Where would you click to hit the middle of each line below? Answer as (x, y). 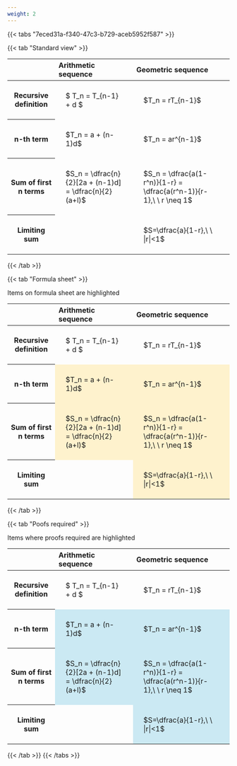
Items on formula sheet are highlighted (63, 292)
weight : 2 (22, 14)
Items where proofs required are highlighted (71, 538)
